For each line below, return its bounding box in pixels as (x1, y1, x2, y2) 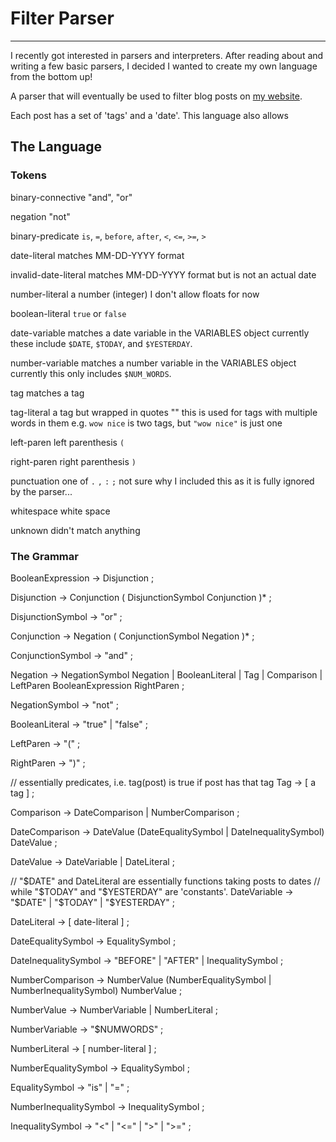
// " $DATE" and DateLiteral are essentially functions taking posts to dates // (10, 875, 321, 887)
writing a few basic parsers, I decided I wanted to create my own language (10, 60, 318, 72)
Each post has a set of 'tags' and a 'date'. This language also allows (10, 109, 289, 121)
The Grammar (10, 549, 79, 563)
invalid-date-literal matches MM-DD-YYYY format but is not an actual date (10, 268, 317, 281)
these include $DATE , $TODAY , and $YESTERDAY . (10, 337, 193, 349)
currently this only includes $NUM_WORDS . (10, 367, 172, 379)
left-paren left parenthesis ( (10, 436, 125, 448)
